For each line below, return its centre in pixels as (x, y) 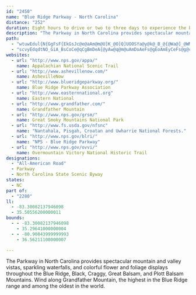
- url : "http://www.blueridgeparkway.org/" (65, 82)
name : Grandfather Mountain (50, 109)
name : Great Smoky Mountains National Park (70, 120)
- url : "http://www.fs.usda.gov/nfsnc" (60, 126)
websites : (18, 55)
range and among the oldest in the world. (56, 286)
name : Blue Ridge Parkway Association (64, 88)
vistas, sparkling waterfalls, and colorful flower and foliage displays (87, 268)
